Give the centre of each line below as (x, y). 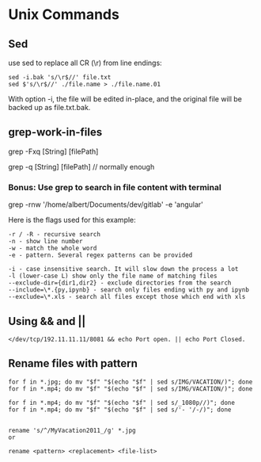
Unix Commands (64, 15)
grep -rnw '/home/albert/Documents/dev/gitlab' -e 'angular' (106, 204)
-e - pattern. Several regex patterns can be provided (100, 255)
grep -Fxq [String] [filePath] (53, 151)
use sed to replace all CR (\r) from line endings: (85, 63)
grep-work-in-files (55, 132)
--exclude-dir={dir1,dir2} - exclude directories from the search (120, 283)
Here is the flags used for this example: (72, 220)
